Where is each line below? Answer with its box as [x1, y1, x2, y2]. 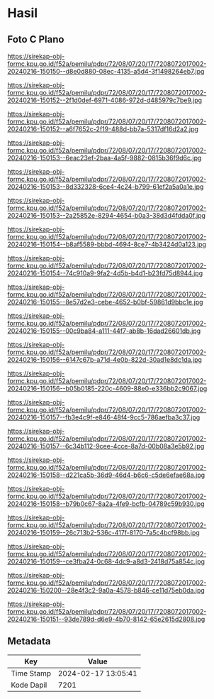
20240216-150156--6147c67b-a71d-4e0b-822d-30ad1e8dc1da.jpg [7, 356, 202, 363]
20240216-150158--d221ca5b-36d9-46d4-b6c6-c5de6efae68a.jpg [7, 470, 205, 479]
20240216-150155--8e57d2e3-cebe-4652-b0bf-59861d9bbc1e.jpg [7, 298, 203, 306]
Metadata [7, 635, 51, 647]
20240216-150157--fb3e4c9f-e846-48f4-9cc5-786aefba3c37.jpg [7, 413, 201, 422]
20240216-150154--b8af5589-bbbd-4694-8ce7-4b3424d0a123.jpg [7, 240, 207, 248]
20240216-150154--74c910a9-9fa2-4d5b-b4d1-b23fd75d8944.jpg [7, 269, 203, 277]
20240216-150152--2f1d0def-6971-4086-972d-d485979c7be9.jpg [7, 96, 203, 104]
